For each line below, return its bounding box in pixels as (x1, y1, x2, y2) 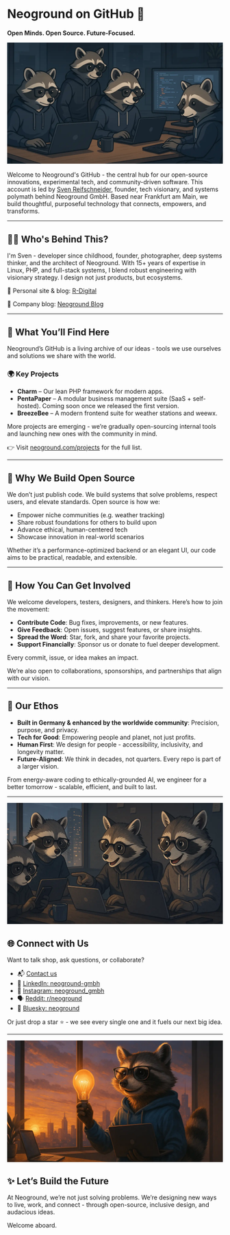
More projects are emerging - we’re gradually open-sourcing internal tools (7, 423, 217, 431)
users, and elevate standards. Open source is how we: (7, 498, 161, 506)
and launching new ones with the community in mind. (7, 429, 157, 438)
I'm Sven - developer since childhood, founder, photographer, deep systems (7, 251, 222, 260)
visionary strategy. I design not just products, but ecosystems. (7, 273, 183, 282)
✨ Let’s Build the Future (7, 1175, 110, 1187)
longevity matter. (16, 747, 65, 756)
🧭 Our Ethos (7, 700, 59, 712)
